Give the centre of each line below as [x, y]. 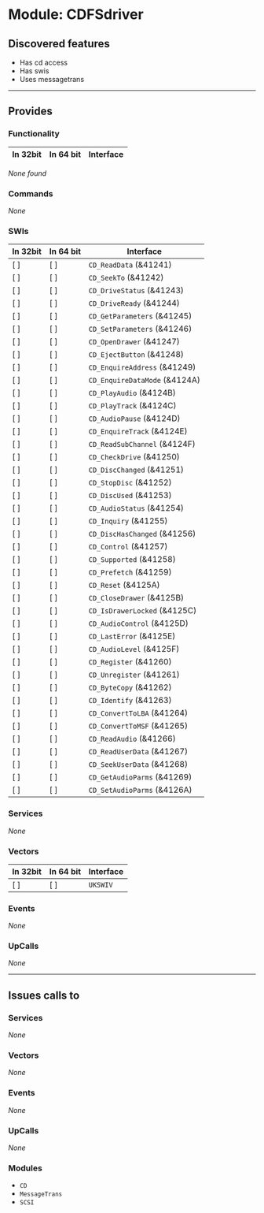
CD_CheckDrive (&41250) [134, 457]
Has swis [34, 71]
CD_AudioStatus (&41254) [136, 508]
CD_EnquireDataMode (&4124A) [144, 380]
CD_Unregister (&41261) [134, 675]
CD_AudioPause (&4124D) [134, 419]
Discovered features [59, 44]
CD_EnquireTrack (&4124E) [138, 431]
